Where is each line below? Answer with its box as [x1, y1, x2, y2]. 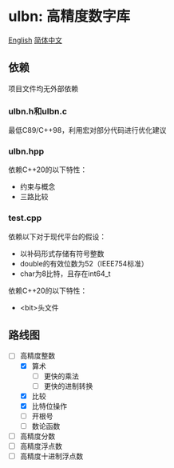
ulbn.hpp [8, 146, 45, 157]
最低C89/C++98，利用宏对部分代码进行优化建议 [8, 126, 167, 135]
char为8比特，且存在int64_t [19, 269, 111, 278]
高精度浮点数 [19, 442, 62, 451]
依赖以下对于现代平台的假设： [8, 231, 106, 241]
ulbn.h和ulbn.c [8, 106, 68, 117]
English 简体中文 [8, 35, 62, 45]
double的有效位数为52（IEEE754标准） [19, 258, 149, 268]
